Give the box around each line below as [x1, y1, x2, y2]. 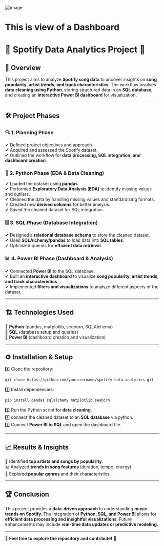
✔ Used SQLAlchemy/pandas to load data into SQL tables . [5, 237, 124, 243]
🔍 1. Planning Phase [5, 129, 54, 136]
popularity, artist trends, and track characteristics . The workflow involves [5, 82, 156, 88]
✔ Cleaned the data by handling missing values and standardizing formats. [5, 196, 155, 203]
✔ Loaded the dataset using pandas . [5, 181, 79, 187]
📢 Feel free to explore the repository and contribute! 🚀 [5, 535, 117, 541]
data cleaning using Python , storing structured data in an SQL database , [5, 87, 153, 93]
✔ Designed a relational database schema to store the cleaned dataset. [5, 232, 150, 238]
